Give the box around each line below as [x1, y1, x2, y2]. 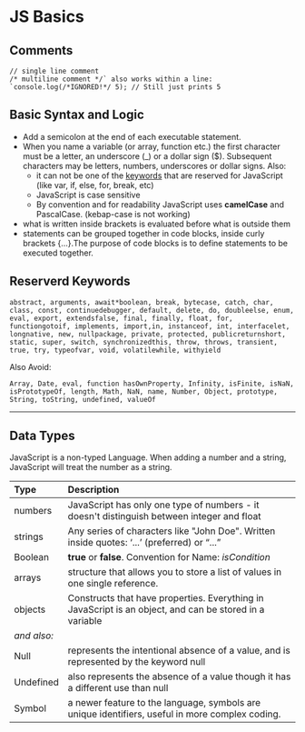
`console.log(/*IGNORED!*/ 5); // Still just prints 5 [9, 83, 221, 92]
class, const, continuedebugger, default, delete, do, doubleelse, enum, [9, 306, 295, 315]
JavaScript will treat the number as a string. [9, 462, 172, 473]
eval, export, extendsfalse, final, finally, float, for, [9, 314, 233, 323]
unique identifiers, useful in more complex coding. [67, 707, 281, 720]
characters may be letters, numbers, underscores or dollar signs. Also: [22, 160, 287, 171]
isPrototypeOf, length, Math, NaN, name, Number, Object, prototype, [9, 386, 279, 396]
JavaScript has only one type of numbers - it [67, 498, 260, 511]
